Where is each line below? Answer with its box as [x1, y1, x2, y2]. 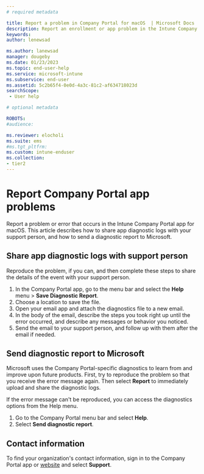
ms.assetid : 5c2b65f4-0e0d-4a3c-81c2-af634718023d [6, 82, 138, 89]
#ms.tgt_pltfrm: [6, 144, 47, 150]
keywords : [6, 31, 32, 37]
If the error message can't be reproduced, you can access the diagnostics [6, 396, 193, 403]
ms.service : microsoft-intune [6, 71, 83, 77]
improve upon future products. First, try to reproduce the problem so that [6, 371, 190, 379]
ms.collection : [6, 155, 45, 161]
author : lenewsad [6, 37, 51, 43]
